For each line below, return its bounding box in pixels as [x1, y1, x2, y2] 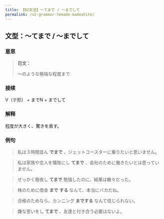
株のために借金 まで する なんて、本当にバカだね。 [17, 187, 122, 193]
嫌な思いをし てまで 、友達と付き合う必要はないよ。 [17, 208, 125, 214]
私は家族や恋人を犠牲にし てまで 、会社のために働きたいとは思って [17, 159, 156, 165]
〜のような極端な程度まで [17, 71, 70, 77]
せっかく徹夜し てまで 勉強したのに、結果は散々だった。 [17, 176, 134, 182]
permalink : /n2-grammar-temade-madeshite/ [5, 12, 95, 17]
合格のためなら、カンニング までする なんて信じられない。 [17, 198, 138, 204]
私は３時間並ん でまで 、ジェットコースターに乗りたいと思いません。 [17, 149, 160, 155]
